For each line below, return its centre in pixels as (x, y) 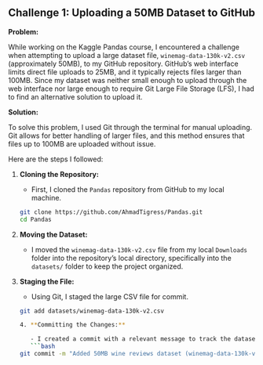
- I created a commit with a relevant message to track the (131, 339)
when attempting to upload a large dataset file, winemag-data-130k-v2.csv (127, 55)
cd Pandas (36, 219)
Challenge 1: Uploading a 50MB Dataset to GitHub (132, 13)
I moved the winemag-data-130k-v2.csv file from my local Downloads (139, 249)
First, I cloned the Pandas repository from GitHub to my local (128, 189)
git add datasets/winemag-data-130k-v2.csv (92, 311)
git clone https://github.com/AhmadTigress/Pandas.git (111, 212)
